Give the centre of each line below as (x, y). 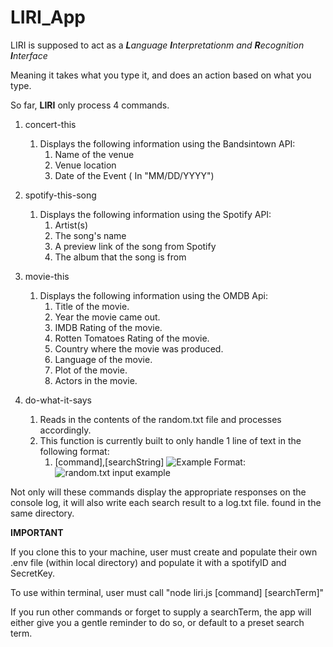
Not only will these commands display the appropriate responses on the (158, 492)
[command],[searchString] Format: (150, 462)
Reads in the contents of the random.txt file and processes (160, 419)
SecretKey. (32, 573)
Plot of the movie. (91, 370)
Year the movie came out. (107, 317)
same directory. (42, 513)
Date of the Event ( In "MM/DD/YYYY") (134, 175)
